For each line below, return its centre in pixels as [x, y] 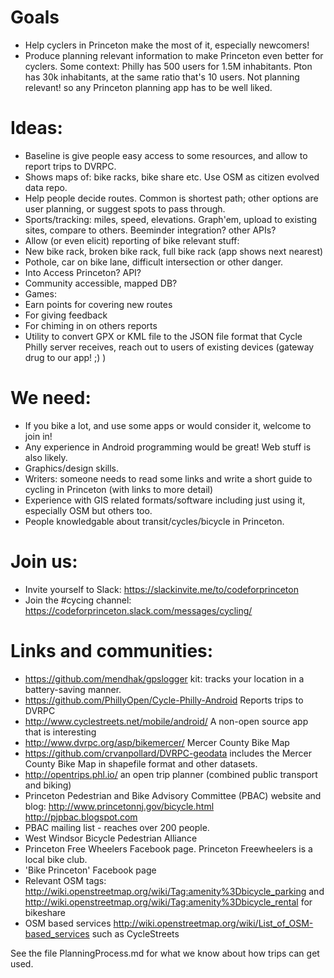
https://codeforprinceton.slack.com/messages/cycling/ [138, 610]
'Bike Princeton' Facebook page [90, 870]
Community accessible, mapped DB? [101, 283]
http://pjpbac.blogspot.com [81, 817]
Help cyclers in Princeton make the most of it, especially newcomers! [167, 45]
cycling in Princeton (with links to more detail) [119, 489]
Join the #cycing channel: [78, 600]
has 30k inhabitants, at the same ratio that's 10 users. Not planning [162, 77]
